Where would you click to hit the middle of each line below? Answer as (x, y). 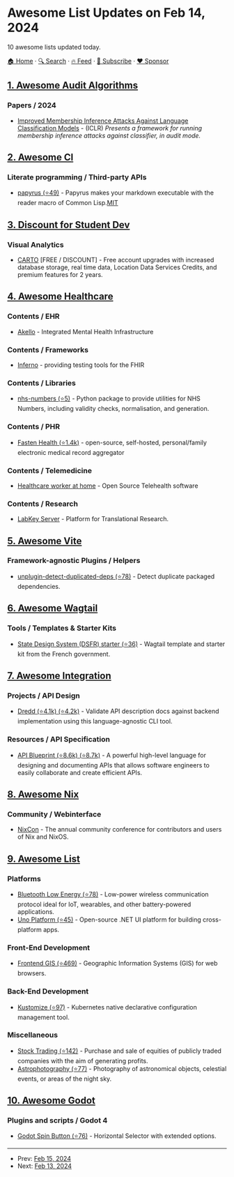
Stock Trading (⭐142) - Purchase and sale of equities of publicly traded (119, 1051)
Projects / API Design (44, 696)
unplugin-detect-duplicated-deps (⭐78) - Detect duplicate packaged (116, 576)
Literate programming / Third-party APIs (77, 177)
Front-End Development (49, 947)
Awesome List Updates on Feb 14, (106, 13)
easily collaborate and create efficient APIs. (80, 772)
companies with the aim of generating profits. (83, 1060)
